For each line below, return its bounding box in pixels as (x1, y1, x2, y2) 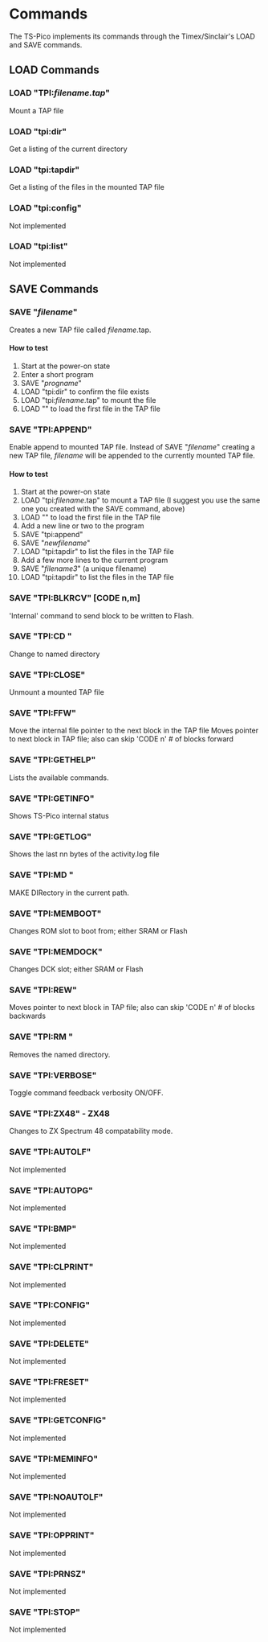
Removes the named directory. (9, 1049, 111, 1059)
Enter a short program (20, 369, 95, 379)
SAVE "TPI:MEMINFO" (9, 1453, 99, 1464)
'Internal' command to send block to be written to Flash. (9, 610, 194, 620)
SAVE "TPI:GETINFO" (9, 793, 95, 804)
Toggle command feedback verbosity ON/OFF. (9, 1088, 164, 1098)
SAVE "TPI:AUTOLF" (9, 1147, 91, 1158)
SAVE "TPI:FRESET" (9, 1377, 89, 1388)
